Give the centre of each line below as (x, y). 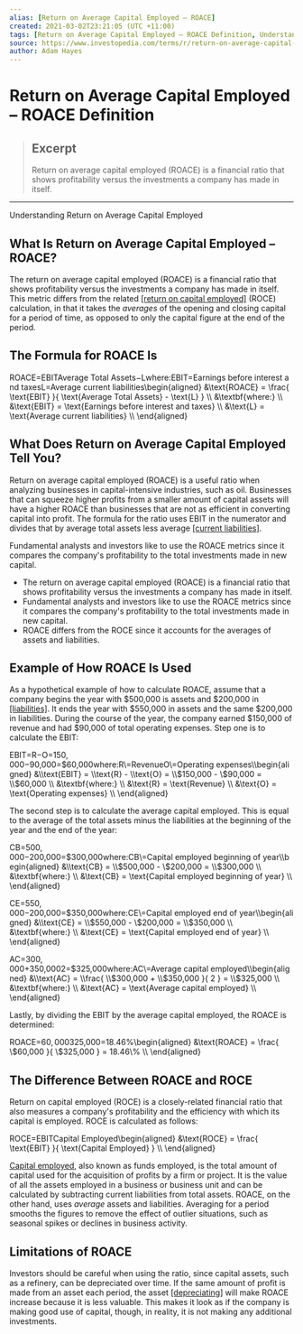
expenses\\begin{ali (253, 764)
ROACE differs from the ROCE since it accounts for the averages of (147, 630)
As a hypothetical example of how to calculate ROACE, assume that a (138, 690)
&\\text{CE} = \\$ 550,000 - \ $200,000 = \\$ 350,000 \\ (133, 922)
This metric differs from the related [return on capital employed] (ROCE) (143, 298)
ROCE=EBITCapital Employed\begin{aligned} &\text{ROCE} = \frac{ (134, 1139)
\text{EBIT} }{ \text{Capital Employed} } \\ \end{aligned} (113, 1148)
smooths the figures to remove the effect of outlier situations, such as (139, 1214)
